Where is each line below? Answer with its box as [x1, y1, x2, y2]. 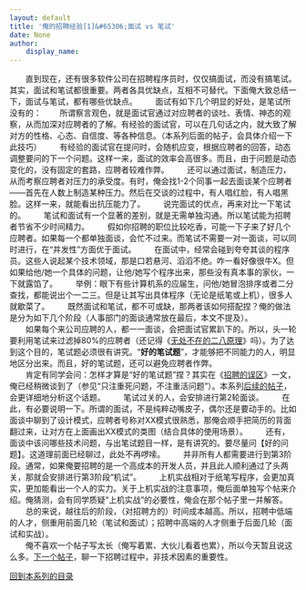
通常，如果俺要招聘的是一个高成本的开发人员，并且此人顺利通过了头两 [25, 461, 289, 472]
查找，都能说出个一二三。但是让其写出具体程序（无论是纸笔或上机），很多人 [9, 290, 293, 300]
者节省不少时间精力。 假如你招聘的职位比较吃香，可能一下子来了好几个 [9, 221, 291, 232]
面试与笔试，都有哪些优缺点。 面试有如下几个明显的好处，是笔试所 [25, 97, 291, 107]
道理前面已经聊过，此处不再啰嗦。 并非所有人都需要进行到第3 [36, 449, 284, 460]
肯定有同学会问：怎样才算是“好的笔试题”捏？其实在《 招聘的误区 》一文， [25, 370, 296, 381]
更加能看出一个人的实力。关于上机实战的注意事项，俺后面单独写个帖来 [25, 483, 289, 494]
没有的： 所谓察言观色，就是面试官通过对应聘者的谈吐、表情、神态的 [9, 107, 283, 118]
